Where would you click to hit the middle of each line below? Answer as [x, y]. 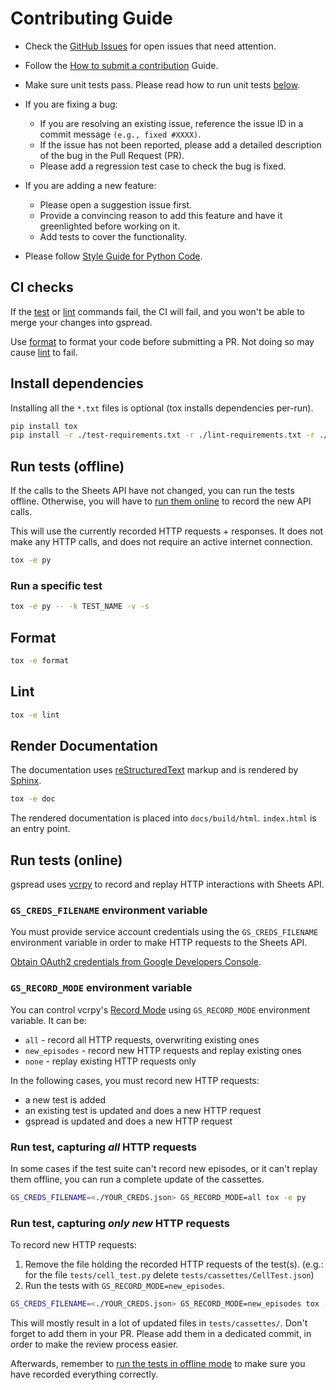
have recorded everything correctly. [84, 1374]
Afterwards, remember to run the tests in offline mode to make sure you [158, 1363]
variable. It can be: [48, 1020]
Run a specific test [56, 585]
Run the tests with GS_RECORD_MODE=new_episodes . [125, 1286]
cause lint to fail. [44, 352]
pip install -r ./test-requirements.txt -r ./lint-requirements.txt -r [162, 435]
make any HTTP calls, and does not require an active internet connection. [161, 542]
